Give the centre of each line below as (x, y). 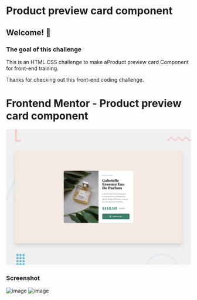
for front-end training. (32, 68)
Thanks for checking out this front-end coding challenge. (75, 79)
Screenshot (23, 278)
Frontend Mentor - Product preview (94, 104)
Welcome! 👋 (28, 33)
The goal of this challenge (44, 49)
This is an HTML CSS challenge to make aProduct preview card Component (97, 62)
